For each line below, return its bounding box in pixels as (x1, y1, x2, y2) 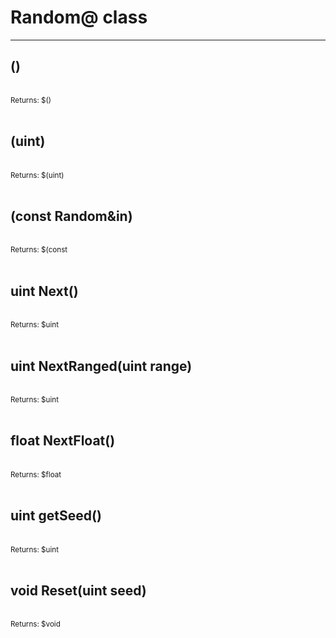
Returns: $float (10, 469, 62, 480)
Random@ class (10, 6, 148, 29)
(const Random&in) (10, 207, 133, 225)
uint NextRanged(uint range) (10, 357, 193, 375)
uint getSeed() (10, 507, 102, 525)
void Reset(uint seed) (10, 582, 147, 600)
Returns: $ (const (10, 245, 68, 255)
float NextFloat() (10, 432, 116, 450)
